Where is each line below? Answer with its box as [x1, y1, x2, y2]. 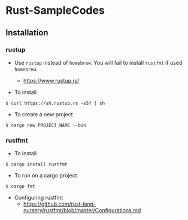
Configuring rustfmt [14, 194, 63, 201]
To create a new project [14, 110, 73, 117]
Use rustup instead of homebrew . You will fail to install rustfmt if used [14, 59, 183, 66]
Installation [5, 28, 48, 38]
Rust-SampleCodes [5, 4, 105, 17]
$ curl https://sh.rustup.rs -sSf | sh [5, 100, 105, 106]
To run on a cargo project [14, 172, 77, 179]
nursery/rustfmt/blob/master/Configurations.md [23, 207, 141, 214]
